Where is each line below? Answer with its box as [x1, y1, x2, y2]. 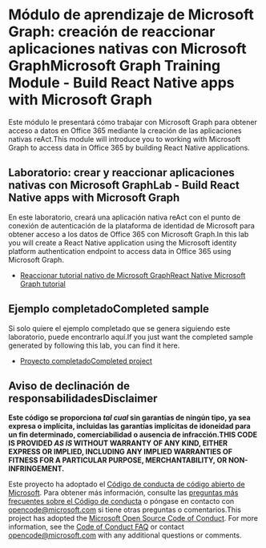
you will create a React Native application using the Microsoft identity [8, 238, 237, 248]
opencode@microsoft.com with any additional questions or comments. [8, 530, 242, 540]
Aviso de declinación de [8, 379, 131, 393]
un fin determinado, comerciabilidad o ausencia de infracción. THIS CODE [8, 430, 258, 440]
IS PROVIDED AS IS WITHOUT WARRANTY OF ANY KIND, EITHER [8, 438, 228, 448]
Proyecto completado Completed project [19, 356, 152, 365]
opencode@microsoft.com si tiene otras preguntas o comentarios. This [8, 505, 242, 514]
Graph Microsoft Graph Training [8, 57, 221, 75]
